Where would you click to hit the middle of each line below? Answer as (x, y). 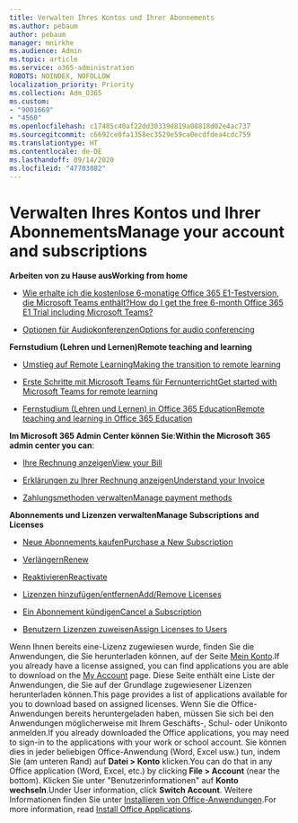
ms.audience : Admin (46, 51)
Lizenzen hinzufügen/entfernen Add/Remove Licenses (122, 595)
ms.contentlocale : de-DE (56, 151)
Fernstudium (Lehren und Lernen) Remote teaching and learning (131, 347)
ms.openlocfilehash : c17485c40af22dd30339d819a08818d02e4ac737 (130, 127)
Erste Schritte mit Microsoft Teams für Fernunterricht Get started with (149, 382)
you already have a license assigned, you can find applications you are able (149, 666)
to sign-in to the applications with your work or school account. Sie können (148, 742)
